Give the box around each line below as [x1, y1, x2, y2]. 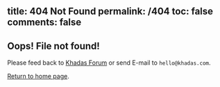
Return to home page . [7, 72, 69, 81]
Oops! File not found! [7, 40, 101, 52]
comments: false [7, 17, 82, 29]
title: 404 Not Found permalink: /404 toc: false [7, 6, 214, 17]
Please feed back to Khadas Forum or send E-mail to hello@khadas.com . [7, 58, 211, 67]
